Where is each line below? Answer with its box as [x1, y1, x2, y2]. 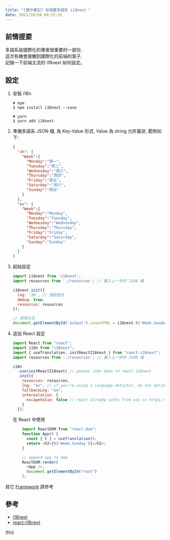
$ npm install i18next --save [12, 105, 77, 110]
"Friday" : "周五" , [26, 178, 62, 183]
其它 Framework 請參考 [5, 484, 54, 490]
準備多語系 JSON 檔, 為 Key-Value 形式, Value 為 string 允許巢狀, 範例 [12, 128, 157, 134]
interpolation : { [22, 392, 59, 398]
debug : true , [17, 297, 45, 302]
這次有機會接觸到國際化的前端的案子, [5, 53, 83, 59]
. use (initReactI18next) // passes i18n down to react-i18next [17, 369, 152, 374]
